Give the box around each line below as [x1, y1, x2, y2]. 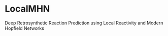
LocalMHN [5, 3, 50, 15]
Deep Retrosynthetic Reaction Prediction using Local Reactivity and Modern [5, 20, 163, 26]
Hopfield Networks [5, 25, 44, 31]
